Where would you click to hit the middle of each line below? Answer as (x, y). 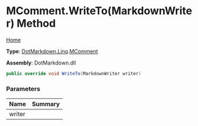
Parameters (23, 89)
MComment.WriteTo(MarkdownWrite (99, 11)
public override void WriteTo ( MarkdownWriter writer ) (74, 73)
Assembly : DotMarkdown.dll (41, 63)
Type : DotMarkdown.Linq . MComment (52, 51)
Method (36, 23)
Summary (46, 104)
